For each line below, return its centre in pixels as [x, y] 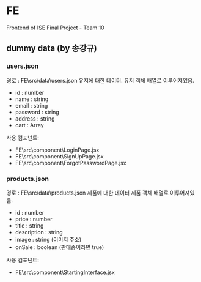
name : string [32, 99]
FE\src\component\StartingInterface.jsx [65, 272]
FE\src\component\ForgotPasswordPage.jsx [71, 163]
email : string [31, 105]
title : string [29, 225]
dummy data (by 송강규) [52, 49]
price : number [34, 219]
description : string [39, 232]
